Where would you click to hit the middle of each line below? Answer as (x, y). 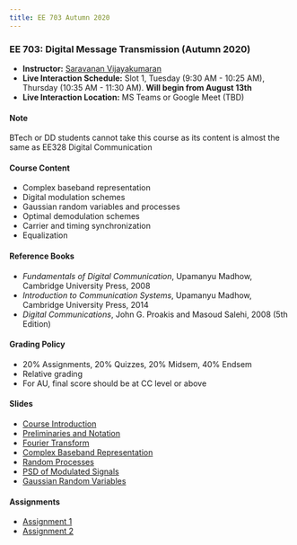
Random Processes (58, 461)
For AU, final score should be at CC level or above (114, 383)
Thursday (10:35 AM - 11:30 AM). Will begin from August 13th (137, 87)
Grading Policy (37, 344)
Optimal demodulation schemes (81, 216)
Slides (21, 404)
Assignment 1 (47, 522)
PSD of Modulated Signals (70, 471)
